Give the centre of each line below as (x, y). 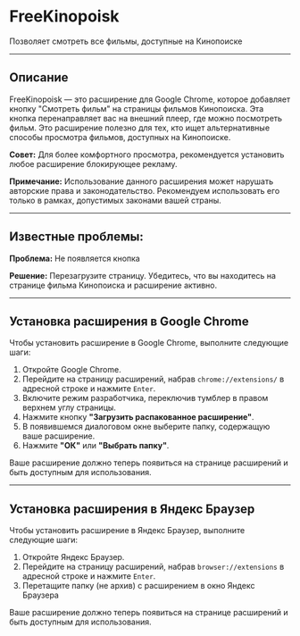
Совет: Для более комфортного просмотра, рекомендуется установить (147, 155)
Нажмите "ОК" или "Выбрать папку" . (96, 446)
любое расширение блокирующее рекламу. (93, 163)
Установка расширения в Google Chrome (129, 321)
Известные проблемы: (77, 237)
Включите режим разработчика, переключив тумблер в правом (145, 398)
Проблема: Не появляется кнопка (75, 258)
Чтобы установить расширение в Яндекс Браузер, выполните (127, 531)
